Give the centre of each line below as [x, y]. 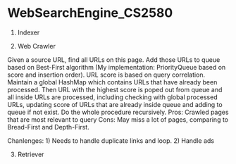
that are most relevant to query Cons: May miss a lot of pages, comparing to [118, 119]
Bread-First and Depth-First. [48, 127]
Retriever [31, 154]
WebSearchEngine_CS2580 [90, 13]
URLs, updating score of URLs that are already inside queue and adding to [115, 104]
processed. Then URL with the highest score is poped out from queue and [115, 89]
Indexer [29, 32]
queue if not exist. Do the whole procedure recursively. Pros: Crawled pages [118, 112]
